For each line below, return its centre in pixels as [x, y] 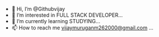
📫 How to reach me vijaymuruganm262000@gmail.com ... [82, 28]
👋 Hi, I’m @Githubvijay [38, 9]
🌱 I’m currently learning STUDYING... [56, 21]
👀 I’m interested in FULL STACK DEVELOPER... [67, 15]
